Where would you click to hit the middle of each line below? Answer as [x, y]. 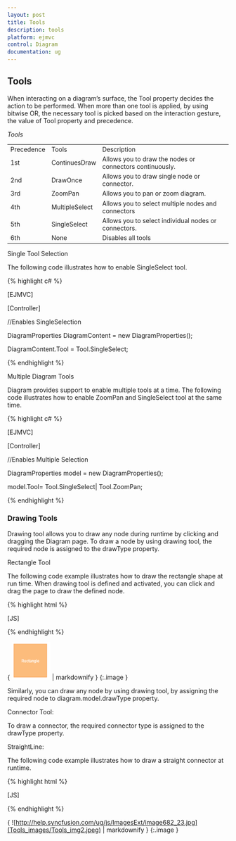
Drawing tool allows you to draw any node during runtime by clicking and [113, 533]
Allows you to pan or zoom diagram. [154, 194]
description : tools [36, 30]
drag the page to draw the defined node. [66, 590]
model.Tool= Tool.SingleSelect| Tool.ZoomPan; [75, 486]
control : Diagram [33, 45]
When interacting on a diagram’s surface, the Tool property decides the [111, 98]
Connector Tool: [31, 712]
